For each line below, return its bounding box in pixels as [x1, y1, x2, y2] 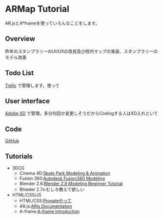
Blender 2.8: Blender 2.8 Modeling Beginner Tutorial [19, 181, 123, 186]
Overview [5, 35, 36, 43]
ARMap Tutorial [5, 3, 70, 15]
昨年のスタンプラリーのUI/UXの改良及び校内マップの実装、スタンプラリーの [5, 48, 158, 54]
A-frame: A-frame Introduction [19, 209, 80, 214]
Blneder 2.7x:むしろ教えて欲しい [19, 187, 84, 192]
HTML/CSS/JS [12, 192, 41, 197]
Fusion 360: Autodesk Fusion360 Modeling [19, 175, 105, 181]
